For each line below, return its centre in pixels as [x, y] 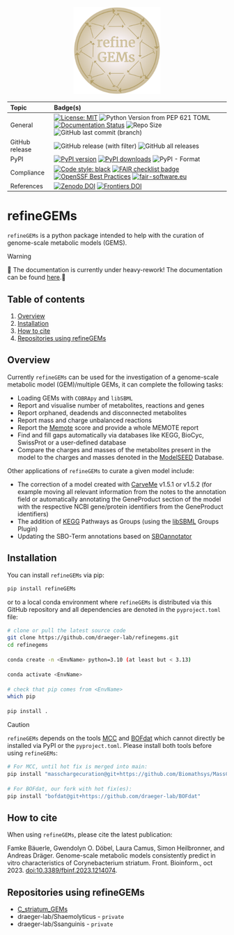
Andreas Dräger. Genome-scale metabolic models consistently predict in [111, 855]
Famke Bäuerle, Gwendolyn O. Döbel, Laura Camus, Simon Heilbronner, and [116, 848]
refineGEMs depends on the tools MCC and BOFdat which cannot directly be [116, 738]
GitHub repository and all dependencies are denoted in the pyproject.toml [114, 609]
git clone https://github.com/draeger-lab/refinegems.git [93, 638]
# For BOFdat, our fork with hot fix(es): [70, 788]
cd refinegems [28, 645]
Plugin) [28, 529]
